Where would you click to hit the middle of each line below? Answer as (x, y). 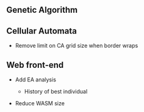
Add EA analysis (36, 80)
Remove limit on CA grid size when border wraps (77, 46)
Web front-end (35, 65)
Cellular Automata (42, 31)
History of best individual (56, 92)
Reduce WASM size (40, 103)
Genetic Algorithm (42, 10)
